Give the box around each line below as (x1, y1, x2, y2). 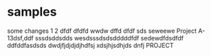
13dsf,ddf (7, 33, 34, 42)
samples (7, 4, 57, 20)
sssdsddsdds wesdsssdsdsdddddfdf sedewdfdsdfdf (34, 33, 184, 42)
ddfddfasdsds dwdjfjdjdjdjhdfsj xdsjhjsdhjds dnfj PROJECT (7, 41, 174, 49)
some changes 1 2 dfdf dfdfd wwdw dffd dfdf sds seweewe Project (7, 27, 197, 35)
